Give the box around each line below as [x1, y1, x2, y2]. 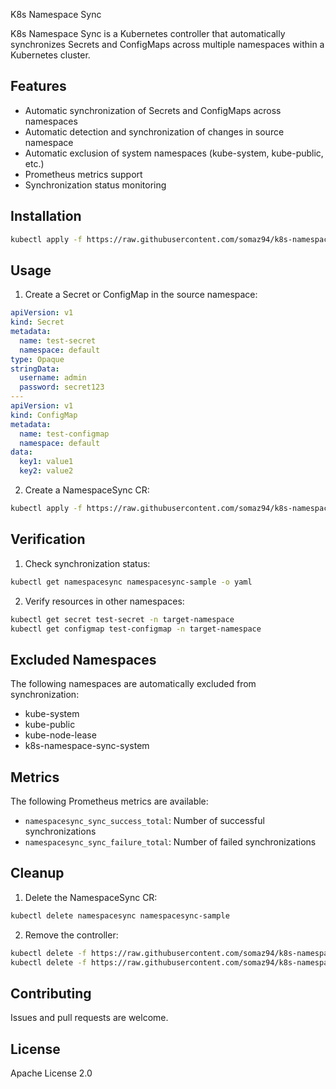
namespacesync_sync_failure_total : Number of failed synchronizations [24, 836, 317, 848]
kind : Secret [10, 317, 65, 328]
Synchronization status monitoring [24, 179, 167, 191]
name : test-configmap [19, 429, 110, 439]
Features [10, 78, 67, 95]
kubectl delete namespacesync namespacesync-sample [10, 910, 230, 921]
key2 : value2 [19, 466, 74, 476]
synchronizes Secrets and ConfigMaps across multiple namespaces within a [10, 39, 325, 50]
